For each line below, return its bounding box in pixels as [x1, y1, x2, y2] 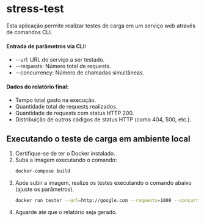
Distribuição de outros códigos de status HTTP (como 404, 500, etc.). [15, 116, 191, 123]
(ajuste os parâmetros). [15, 185, 75, 193]
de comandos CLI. [6, 28, 53, 35]
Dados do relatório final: [6, 83, 69, 90]
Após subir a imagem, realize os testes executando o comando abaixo [15, 179, 192, 187]
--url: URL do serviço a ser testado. [15, 56, 105, 63]
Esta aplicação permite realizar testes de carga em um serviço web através [6, 22, 195, 29]
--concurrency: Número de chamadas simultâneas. [15, 69, 145, 76]
